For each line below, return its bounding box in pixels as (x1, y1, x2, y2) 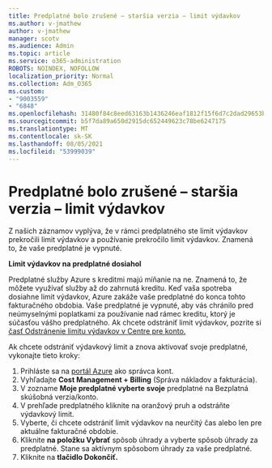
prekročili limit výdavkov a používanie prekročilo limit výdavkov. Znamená (8, 235, 253, 245)
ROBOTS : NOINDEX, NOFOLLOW (8, 65, 100, 73)
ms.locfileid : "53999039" (8, 147, 96, 155)
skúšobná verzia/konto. (19, 392, 99, 402)
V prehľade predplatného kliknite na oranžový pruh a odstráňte (19, 401, 231, 411)
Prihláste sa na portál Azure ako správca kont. (19, 366, 174, 377)
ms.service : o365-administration (8, 57, 121, 66)
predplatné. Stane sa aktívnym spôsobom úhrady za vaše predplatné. (19, 444, 253, 453)
